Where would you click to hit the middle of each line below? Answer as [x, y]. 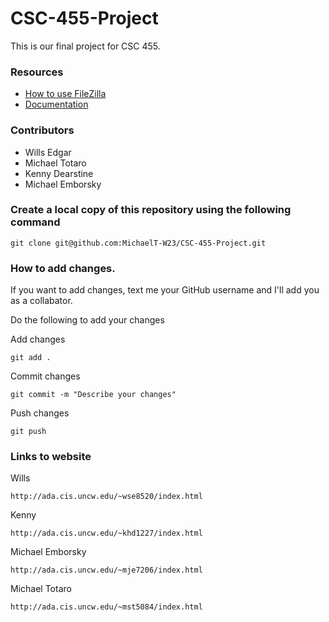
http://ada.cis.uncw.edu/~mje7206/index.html [106, 570]
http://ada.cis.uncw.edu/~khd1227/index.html [106, 533]
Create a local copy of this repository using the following [151, 210]
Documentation [56, 104]
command [35, 222]
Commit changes [45, 376]
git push [28, 432]
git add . [31, 358]
